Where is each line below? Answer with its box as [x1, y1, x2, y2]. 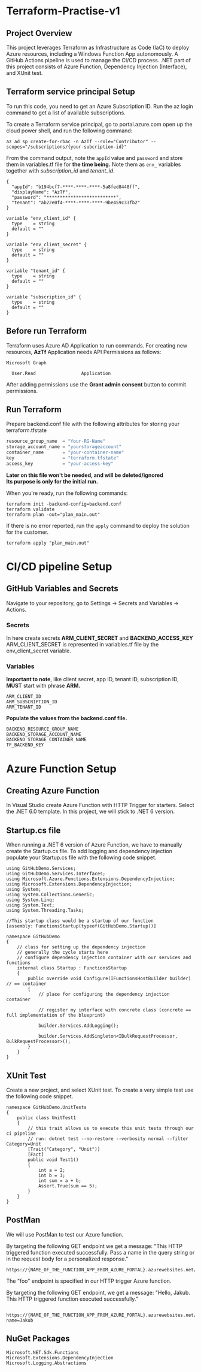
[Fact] [28, 1152, 44, 1158]
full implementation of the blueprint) [6, 1013, 106, 1019]
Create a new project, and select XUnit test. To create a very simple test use [6, 1086, 194, 1094]
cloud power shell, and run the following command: [6, 127, 133, 134]
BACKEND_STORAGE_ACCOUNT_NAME [6, 732, 82, 738]
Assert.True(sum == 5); [38, 1183, 98, 1189]
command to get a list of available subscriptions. [6, 109, 126, 116]
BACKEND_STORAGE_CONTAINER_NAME [6, 737, 87, 743]
